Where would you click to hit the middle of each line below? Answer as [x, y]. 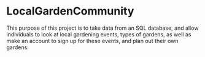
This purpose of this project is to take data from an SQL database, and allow [102, 28]
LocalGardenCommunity [70, 11]
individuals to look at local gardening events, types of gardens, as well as [99, 34]
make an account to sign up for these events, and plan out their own [93, 41]
